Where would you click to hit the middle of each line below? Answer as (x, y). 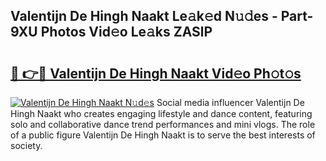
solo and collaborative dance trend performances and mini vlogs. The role (163, 124)
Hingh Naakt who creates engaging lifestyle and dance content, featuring (161, 113)
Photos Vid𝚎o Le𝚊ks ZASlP (126, 32)
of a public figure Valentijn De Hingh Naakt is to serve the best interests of (163, 135)
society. (26, 145)
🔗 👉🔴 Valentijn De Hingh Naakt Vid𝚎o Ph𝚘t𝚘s (156, 73)
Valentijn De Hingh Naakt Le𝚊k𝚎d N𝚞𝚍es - (144, 16)
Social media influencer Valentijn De (230, 102)
